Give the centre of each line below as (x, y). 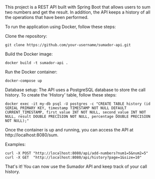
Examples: (15, 144)
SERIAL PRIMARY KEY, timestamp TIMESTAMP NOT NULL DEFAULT (66, 108)
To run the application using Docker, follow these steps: (61, 27)
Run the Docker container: (31, 72)
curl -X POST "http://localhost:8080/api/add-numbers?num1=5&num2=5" (77, 153)
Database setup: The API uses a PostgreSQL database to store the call (75, 90)
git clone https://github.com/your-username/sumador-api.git (68, 45)
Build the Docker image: (29, 54)
